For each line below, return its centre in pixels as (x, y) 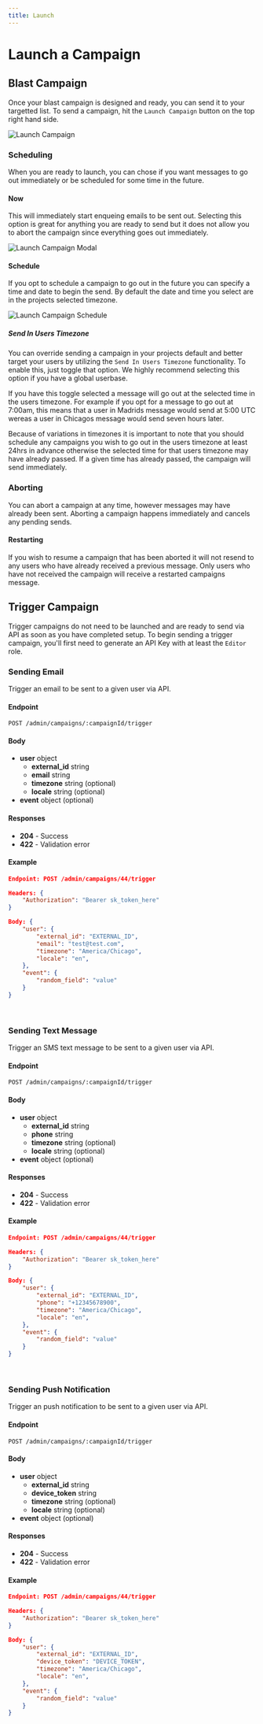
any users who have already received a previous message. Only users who (129, 565)
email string (51, 775)
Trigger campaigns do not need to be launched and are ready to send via (126, 626)
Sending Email (36, 672)
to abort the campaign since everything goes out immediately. (108, 232)
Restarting (26, 539)
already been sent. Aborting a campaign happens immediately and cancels (129, 513)
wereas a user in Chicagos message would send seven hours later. (116, 419)
